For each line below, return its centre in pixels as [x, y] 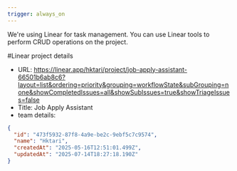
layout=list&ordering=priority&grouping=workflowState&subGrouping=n [123, 84]
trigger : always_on [36, 14]
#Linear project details [40, 56]
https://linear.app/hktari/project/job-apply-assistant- [110, 69]
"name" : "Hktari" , [41, 141]
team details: [37, 115]
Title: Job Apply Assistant [55, 107]
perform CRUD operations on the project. [68, 42]
